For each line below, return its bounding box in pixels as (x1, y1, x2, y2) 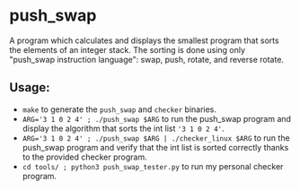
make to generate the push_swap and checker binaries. (22, 104, 217, 115)
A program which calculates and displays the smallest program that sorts (9, 35, 280, 46)
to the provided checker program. (22, 151, 147, 162)
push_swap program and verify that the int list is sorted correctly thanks (22, 142, 289, 152)
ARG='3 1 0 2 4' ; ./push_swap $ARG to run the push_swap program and (22, 113, 292, 124)
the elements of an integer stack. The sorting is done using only (9, 44, 245, 55)
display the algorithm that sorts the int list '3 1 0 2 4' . (22, 123, 225, 134)
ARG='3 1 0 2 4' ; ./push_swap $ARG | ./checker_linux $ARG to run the (22, 132, 290, 143)
